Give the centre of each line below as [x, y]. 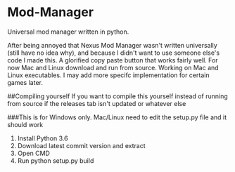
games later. [25, 82]
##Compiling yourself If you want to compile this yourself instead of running [118, 96]
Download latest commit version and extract [81, 145]
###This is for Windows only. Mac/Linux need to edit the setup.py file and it [117, 117]
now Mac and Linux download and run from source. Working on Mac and [113, 67]
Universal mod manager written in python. [68, 32]
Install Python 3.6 [43, 138]
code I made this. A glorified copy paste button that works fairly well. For [113, 60]
